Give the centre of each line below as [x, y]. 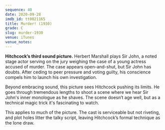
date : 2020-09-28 [23, 14]
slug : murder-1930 [24, 33]
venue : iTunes [20, 38]
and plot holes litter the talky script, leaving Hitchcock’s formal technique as [83, 118]
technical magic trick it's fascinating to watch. [52, 103]
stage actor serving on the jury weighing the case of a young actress [76, 61]
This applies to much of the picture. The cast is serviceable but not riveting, [82, 112]
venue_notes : [19, 42]
